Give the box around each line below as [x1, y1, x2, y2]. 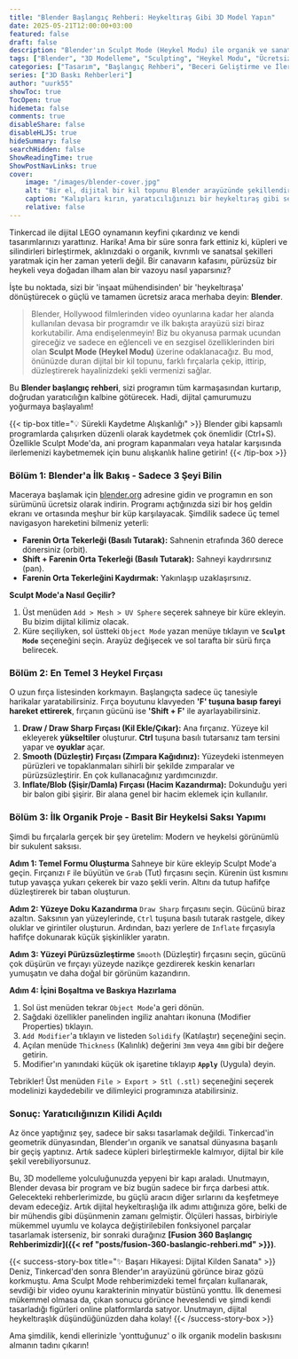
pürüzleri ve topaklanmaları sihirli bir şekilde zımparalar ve [21, 760, 235, 772]
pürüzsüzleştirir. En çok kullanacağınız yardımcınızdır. [21, 770, 218, 781]
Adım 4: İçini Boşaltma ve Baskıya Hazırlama [9, 985, 177, 995]
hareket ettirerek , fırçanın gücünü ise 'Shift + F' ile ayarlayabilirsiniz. [9, 706, 262, 717]
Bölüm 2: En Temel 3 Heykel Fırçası [9, 666, 163, 679]
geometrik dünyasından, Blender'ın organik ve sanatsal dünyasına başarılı [9, 1136, 278, 1147]
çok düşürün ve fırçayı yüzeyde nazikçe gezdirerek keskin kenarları [9, 958, 255, 969]
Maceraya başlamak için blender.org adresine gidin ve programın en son [9, 490, 273, 500]
